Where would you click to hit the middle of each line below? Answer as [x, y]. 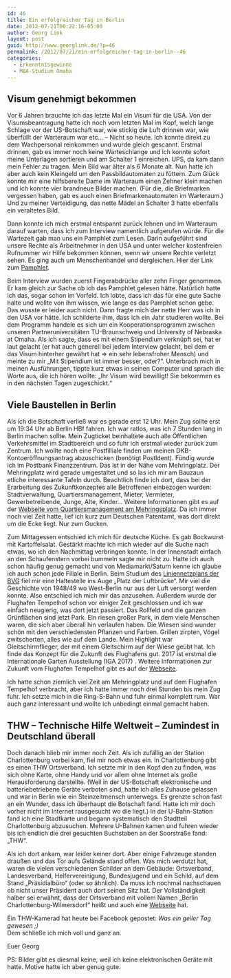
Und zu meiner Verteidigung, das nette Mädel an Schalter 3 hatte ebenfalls [113, 203]
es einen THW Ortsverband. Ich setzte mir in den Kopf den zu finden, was [112, 767]
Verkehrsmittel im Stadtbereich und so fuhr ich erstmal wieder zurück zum [112, 444]
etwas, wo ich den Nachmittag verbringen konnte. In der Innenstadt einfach [114, 552]
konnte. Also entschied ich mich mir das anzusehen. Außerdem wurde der [112, 596]
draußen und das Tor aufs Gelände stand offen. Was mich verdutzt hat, [108, 861]
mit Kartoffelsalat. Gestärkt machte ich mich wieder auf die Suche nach [108, 545]
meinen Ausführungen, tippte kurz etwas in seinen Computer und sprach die [115, 369]
